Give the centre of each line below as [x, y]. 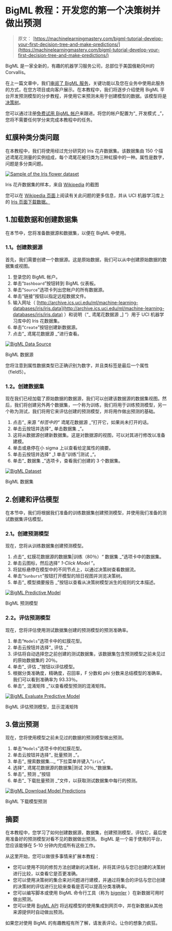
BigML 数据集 [19, 482]
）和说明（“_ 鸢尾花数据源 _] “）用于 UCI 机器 [112, 314]
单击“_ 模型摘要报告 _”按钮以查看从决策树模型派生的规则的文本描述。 [85, 583]
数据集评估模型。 [28, 519]
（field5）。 [17, 372]
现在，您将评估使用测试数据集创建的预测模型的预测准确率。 [68, 630]
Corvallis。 [17, 72]
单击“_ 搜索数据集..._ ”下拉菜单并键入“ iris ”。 [60, 761]
